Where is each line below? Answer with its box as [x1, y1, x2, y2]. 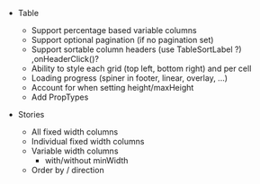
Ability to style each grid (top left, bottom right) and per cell [31, 63, 252, 74]
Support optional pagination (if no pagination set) [31, 35, 214, 45]
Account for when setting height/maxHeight [31, 83, 194, 92]
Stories [17, 110, 45, 119]
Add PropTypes [31, 92, 89, 102]
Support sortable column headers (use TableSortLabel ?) [31, 44, 242, 55]
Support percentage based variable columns [31, 25, 197, 35]
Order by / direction [31, 165, 105, 175]
